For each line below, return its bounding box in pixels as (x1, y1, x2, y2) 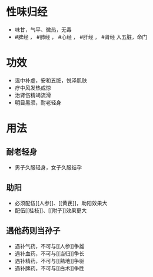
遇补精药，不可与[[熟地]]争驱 (14, 257, 85, 264)
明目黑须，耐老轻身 (14, 98, 62, 106)
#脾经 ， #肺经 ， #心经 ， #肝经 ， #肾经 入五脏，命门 (14, 33, 148, 40)
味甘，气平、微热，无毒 (14, 26, 72, 33)
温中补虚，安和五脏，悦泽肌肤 (14, 77, 87, 84)
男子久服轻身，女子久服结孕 (14, 163, 82, 171)
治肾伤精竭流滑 (14, 91, 51, 98)
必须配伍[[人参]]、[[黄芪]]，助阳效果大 (14, 199, 108, 206)
